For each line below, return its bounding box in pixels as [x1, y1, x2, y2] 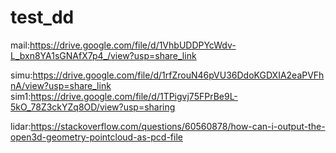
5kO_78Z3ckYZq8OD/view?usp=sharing [10, 101, 176, 113]
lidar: [10, 120, 32, 132]
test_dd [10, 6, 75, 29]
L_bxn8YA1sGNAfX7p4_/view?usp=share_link [10, 49, 197, 61]
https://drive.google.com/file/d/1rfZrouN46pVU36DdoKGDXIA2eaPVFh [32, 69, 325, 81]
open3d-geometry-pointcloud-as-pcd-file [10, 131, 183, 143]
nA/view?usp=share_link [10, 79, 112, 91]
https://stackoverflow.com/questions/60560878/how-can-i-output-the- [30, 120, 326, 132]
